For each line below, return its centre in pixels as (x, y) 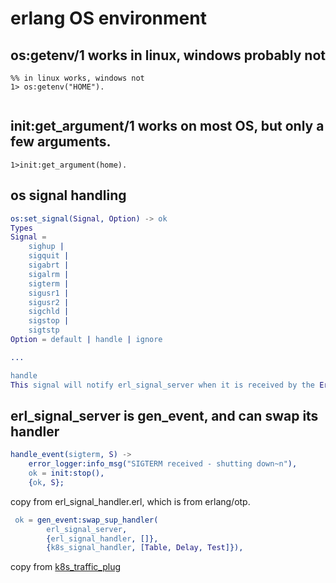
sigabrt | (49, 265)
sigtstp (44, 330)
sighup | (46, 247)
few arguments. (61, 142)
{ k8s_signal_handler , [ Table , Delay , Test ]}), (145, 548)
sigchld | (49, 312)
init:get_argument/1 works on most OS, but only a (167, 126)
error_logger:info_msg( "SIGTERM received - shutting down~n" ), (163, 464)
